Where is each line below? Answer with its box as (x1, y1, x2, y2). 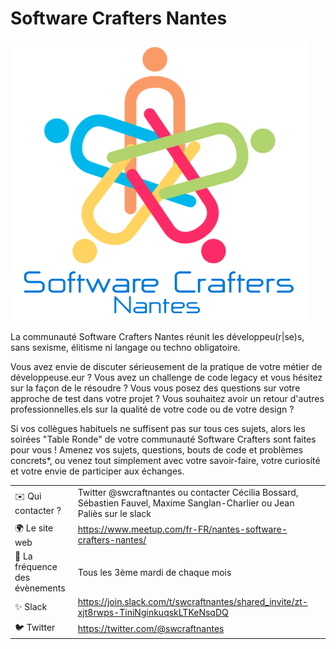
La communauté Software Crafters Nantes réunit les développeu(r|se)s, (10, 330, 305, 342)
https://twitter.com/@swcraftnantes (77, 623, 225, 635)
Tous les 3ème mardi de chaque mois (77, 566, 232, 578)
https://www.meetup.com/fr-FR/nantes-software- (77, 523, 288, 536)
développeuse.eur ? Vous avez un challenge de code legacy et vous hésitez (10, 371, 323, 383)
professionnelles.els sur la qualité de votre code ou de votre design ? (10, 403, 295, 415)
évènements (14, 582, 66, 594)
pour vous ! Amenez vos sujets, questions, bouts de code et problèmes (10, 443, 304, 456)
